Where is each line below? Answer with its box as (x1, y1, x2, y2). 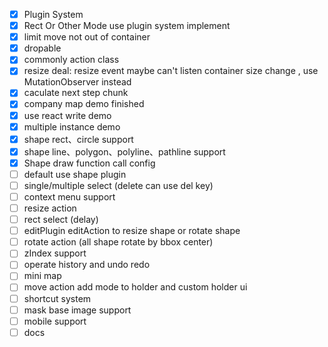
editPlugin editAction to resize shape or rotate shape (23, 225, 241, 237)
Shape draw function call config (23, 157, 156, 169)
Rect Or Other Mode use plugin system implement (23, 20, 231, 32)
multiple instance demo (23, 120, 121, 133)
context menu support (23, 190, 116, 203)
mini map (23, 270, 62, 282)
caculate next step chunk (23, 87, 129, 99)
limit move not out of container (23, 31, 151, 43)
